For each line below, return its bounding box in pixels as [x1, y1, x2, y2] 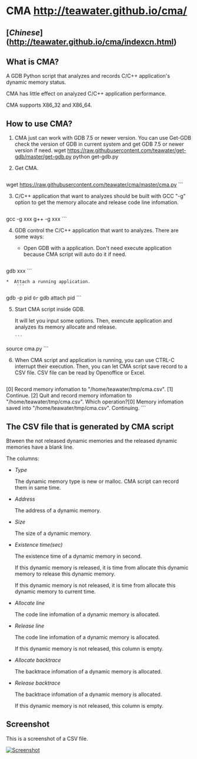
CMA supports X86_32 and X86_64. [6, 101, 92, 109]
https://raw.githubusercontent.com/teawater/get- [67, 147, 186, 154]
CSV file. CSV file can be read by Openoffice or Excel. [14, 369, 146, 376]
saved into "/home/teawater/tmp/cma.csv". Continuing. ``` [6, 405, 146, 412]
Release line [14, 622, 45, 629]
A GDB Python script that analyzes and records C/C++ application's [6, 73, 171, 80]
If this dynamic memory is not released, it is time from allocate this [14, 582, 176, 589]
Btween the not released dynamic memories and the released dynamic [6, 438, 178, 445]
